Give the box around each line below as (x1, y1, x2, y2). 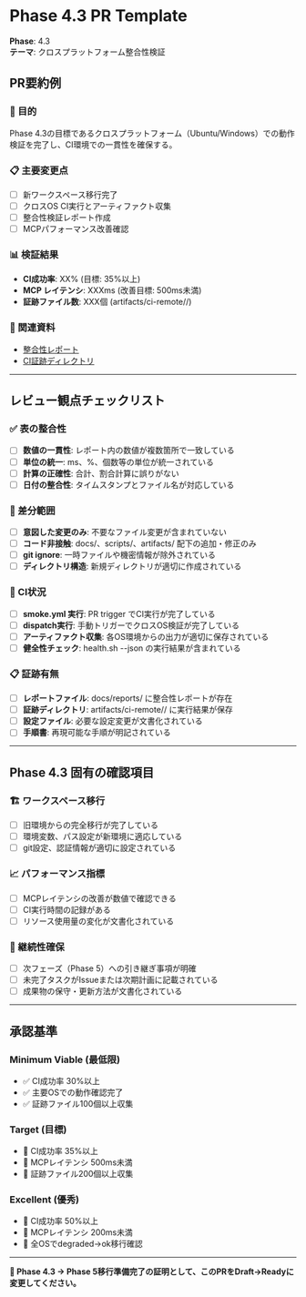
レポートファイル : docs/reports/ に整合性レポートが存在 (22, 693, 233, 704)
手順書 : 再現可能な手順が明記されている (22, 727, 171, 738)
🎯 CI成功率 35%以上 (22, 1146, 98, 1157)
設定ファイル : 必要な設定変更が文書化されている (22, 715, 203, 726)
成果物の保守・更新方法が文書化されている (22, 986, 183, 997)
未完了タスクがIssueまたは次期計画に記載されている (22, 975, 219, 986)
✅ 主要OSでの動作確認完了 (22, 1087, 124, 1098)
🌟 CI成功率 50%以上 (22, 1216, 98, 1227)
